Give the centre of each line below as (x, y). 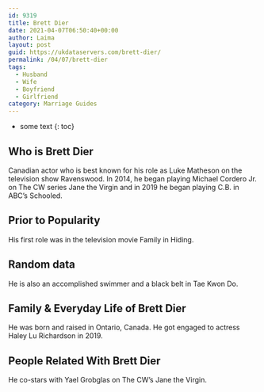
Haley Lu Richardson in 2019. (55, 336)
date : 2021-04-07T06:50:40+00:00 (63, 30)
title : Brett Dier (38, 23)
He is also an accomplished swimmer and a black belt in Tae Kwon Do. (123, 284)
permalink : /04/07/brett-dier (58, 60)
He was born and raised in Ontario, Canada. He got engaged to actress (124, 327)
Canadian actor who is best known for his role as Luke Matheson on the (125, 170)
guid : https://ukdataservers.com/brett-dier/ (84, 52)
